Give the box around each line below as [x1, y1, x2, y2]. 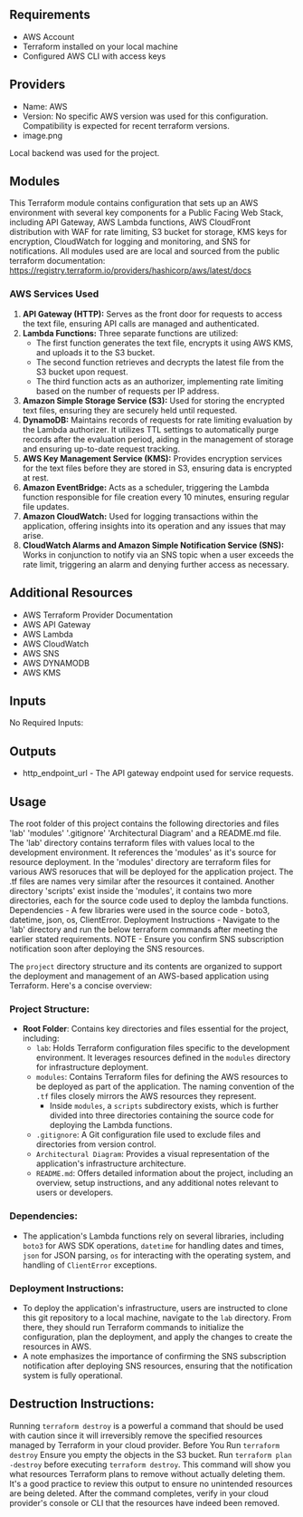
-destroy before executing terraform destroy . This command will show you [9, 1459, 291, 1470]
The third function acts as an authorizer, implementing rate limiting [35, 375, 284, 386]
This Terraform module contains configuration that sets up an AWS [9, 198, 259, 209]
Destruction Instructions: [9, 1396, 155, 1412]
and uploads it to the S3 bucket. [35, 346, 156, 357]
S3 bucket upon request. [35, 366, 128, 377]
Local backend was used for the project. [9, 147, 160, 158]
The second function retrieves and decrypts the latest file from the [35, 356, 285, 367]
